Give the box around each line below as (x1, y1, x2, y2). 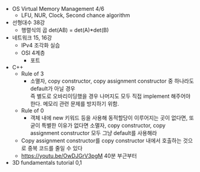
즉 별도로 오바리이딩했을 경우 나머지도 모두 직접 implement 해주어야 (30, 92, 191, 100)
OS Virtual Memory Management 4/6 (12, 5, 105, 12)
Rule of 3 (21, 70, 44, 77)
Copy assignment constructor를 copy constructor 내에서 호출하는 (21, 137, 182, 144)
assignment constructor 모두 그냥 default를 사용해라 (30, 129, 158, 136)
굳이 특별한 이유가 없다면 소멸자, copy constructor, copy (30, 122, 165, 129)
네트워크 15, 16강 (12, 34, 53, 41)
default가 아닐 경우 (30, 85, 76, 92)
